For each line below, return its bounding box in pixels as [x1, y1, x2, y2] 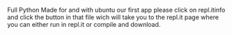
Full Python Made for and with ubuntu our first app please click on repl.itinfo [7, 6, 226, 14]
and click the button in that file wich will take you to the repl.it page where [7, 13, 219, 21]
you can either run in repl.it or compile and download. [7, 21, 161, 28]
